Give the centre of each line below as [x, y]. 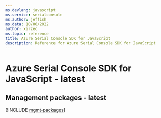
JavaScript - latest [45, 79]
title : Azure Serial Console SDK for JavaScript [58, 39]
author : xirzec [21, 29]
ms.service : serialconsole [34, 15]
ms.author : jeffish [26, 19]
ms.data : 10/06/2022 [27, 24]
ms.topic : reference [27, 34]
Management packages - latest [56, 98]
